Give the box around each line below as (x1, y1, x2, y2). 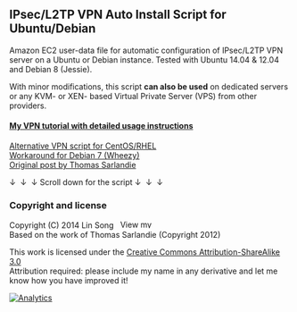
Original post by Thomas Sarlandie (9, 160, 136, 171)
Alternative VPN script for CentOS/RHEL (9, 140, 157, 151)
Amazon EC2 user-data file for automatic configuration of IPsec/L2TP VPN (9, 45, 284, 55)
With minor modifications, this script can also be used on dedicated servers (9, 80, 288, 92)
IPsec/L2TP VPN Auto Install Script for (9, 7, 227, 22)
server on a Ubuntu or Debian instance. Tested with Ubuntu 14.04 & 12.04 (9, 54, 279, 65)
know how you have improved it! (9, 275, 128, 286)
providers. (9, 100, 47, 111)
